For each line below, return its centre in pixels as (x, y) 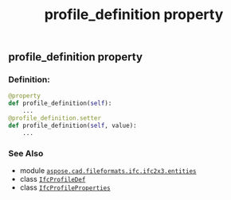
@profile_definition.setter (55, 118)
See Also (26, 153)
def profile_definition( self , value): (72, 125)
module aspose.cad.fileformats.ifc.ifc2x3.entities (108, 171)
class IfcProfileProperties (65, 187)
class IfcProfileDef (53, 179)
